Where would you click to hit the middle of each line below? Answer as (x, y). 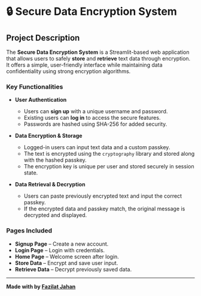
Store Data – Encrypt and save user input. (66, 263)
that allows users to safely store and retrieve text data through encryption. (98, 58)
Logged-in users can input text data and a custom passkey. (97, 147)
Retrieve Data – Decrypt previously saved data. (73, 269)
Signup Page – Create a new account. (62, 244)
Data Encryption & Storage (48, 136)
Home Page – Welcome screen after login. (67, 256)
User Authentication (41, 100)
